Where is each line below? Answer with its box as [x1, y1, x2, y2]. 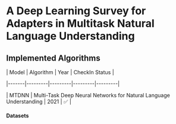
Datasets [6, 112, 29, 119]
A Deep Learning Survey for [6, 4, 146, 18]
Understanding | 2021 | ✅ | [6, 98, 71, 105]
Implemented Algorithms [6, 53, 101, 63]
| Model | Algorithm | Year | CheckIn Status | [6, 69, 114, 75]
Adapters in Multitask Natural [6, 17, 155, 30]
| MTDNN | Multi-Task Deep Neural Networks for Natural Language [6, 92, 171, 98]
